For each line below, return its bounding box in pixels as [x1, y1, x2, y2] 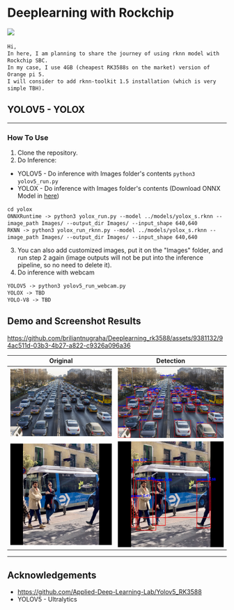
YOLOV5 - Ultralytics [17, 595, 78, 604]
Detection [156, 357, 186, 365]
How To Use [7, 132, 49, 142]
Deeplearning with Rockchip [7, 5, 174, 21]
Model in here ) [17, 191, 60, 200]
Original [49, 357, 73, 365]
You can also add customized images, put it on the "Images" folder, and [17, 246, 224, 255]
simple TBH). [7, 85, 45, 92]
